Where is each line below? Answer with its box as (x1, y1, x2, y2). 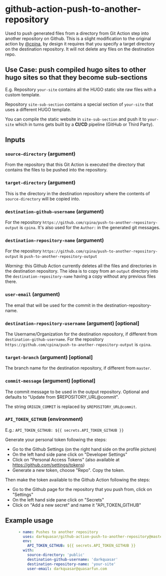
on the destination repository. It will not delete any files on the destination (5, 46, 155, 52)
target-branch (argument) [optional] (5, 354, 93, 361)
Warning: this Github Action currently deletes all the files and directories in (5, 263, 157, 269)
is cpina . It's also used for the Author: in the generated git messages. (19, 225, 161, 231)
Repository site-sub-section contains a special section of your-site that (5, 101, 154, 107)
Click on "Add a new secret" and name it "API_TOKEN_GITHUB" (12, 502, 142, 508)
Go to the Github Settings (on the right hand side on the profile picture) (12, 446, 157, 452)
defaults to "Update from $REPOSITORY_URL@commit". (5, 394, 120, 400)
